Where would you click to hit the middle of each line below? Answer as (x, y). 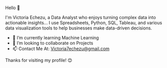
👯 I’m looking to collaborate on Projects (53, 43)
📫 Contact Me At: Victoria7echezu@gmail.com (61, 48)
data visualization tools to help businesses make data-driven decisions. (79, 28)
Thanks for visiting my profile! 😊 (39, 60)
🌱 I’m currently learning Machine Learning (55, 38)
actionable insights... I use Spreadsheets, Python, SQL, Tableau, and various (84, 23)
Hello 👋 (12, 8)
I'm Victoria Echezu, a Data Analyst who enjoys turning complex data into (80, 17)
